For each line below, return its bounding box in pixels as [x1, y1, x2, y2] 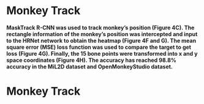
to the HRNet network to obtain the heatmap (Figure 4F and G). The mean [6, 37, 197, 44]
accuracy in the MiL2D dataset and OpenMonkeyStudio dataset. [6, 62, 173, 70]
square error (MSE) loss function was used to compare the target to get [6, 43, 192, 51]
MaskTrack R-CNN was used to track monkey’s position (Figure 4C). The [6, 24, 195, 31]
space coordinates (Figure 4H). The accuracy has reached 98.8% [6, 56, 176, 64]
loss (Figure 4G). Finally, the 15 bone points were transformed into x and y [6, 50, 198, 57]
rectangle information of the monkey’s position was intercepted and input [6, 30, 198, 37]
